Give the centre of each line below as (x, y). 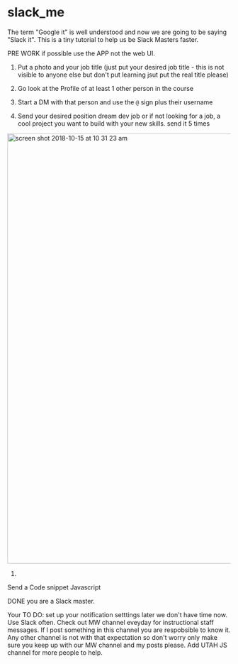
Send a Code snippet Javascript (54, 587)
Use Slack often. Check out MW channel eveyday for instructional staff (110, 622)
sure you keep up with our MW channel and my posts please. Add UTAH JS (118, 645)
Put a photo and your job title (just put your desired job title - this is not (121, 67)
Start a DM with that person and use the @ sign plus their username (115, 102)
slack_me (36, 12)
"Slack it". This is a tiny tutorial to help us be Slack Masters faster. (103, 39)
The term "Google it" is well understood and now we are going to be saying (117, 32)
